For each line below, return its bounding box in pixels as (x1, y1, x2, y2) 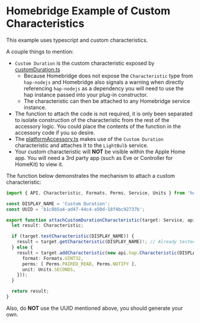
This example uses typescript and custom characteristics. (6, 36, 148, 43)
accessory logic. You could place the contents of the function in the (14, 123, 182, 130)
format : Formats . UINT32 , (21, 255, 84, 261)
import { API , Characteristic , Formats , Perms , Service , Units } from (6, 190, 185, 196)
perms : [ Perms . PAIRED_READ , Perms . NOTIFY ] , (21, 261, 137, 267)
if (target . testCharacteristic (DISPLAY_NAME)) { (11, 233, 135, 239)
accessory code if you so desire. (14, 129, 95, 136)
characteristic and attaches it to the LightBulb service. (14, 142, 149, 149)
